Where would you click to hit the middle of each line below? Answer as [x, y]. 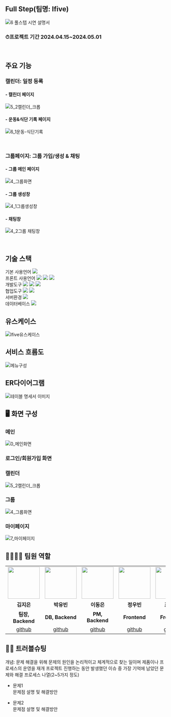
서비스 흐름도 [25, 352]
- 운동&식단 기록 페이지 [28, 119]
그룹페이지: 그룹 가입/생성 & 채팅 [42, 156]
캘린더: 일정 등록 [24, 82]
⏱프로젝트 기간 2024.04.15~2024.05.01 [53, 37]
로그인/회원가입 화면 [28, 459]
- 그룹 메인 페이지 [22, 169]
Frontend [134, 617]
